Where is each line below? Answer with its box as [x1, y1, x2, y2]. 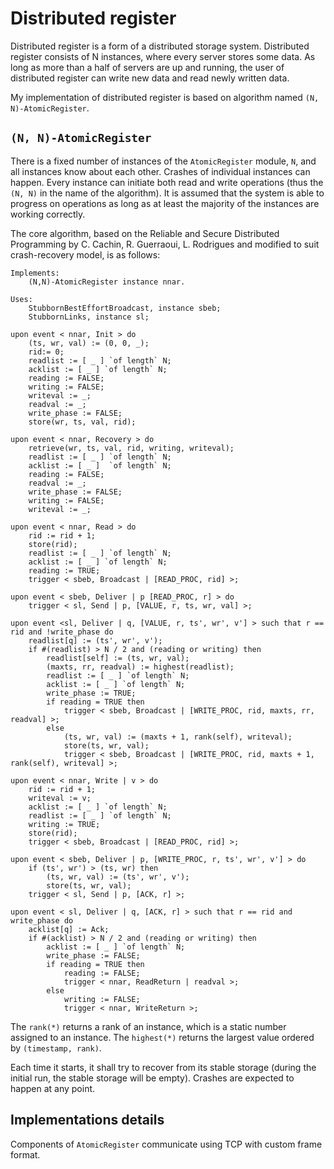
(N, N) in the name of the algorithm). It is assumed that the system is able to [10, 187, 325, 199]
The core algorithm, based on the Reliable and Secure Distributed [10, 227, 280, 239]
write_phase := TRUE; [46, 688, 137, 698]
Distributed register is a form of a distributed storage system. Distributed [10, 40, 310, 52]
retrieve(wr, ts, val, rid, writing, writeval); [28, 443, 235, 453]
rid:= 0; [28, 347, 65, 357]
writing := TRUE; [28, 819, 101, 829]
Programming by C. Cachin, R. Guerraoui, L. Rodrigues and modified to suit [10, 238, 320, 250]
